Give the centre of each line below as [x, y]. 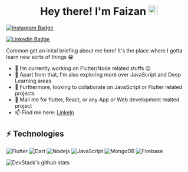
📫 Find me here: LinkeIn [44, 112]
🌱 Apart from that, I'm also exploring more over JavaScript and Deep [98, 74]
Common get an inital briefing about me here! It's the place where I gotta [94, 50]
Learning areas [33, 81]
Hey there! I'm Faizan [93, 11]
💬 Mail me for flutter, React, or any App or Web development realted [97, 100]
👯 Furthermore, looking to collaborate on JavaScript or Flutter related [98, 87]
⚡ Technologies [35, 134]
